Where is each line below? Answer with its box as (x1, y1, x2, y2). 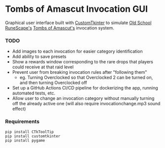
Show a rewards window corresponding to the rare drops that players (12, 59, 154, 65)
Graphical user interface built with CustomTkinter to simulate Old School (5, 20, 152, 26)
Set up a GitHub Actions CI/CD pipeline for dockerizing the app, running (12, 85, 159, 91)
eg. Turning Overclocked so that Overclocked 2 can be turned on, (19, 75, 153, 81)
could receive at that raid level (12, 64, 74, 70)
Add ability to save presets (12, 54, 66, 59)
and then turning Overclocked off (19, 80, 87, 86)
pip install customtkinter (5, 134, 61, 139)
